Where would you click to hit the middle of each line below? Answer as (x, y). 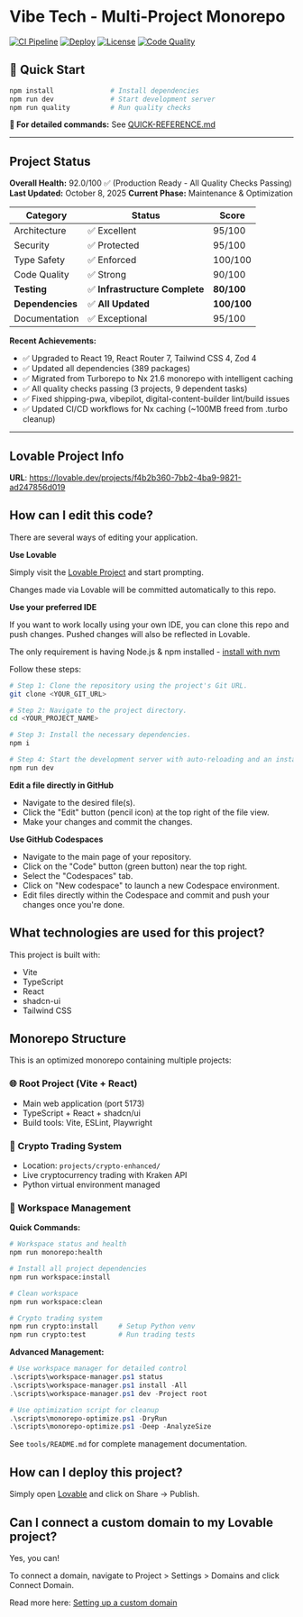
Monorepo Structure (68, 1039)
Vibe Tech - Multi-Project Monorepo (147, 17)
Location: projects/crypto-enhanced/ (91, 1165)
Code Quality (41, 275)
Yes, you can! (35, 1558)
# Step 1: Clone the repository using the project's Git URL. (129, 685)
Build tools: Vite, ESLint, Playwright (87, 1122)
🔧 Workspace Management (70, 1208)
